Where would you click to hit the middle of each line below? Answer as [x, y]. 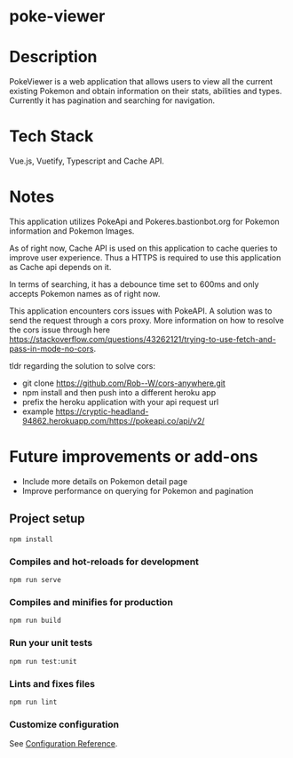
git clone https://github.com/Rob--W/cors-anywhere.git [124, 383]
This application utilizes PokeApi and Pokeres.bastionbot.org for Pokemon [144, 221]
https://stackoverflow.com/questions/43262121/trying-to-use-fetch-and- [143, 339]
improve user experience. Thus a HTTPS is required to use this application [145, 258]
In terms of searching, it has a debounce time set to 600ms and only [134, 284]
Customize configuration [64, 724]
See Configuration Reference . [63, 744]
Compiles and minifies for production [91, 602]
